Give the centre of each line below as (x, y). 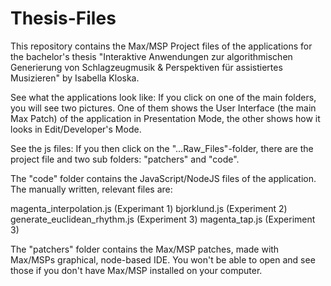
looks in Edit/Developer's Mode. (76, 129)
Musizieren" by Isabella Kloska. (75, 78)
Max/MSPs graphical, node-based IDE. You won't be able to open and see (163, 259)
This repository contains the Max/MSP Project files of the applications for (161, 46)
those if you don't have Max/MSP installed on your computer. (136, 270)
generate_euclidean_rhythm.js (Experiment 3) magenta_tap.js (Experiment (163, 219)
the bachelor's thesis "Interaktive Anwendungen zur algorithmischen (151, 56)
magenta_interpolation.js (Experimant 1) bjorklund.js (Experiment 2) (149, 208)
